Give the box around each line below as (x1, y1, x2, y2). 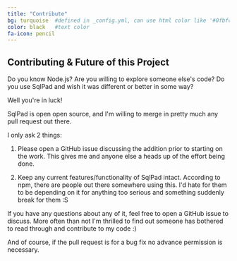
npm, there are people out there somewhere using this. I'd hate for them (17, 181, 227, 189)
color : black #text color (7, 23, 90, 30)
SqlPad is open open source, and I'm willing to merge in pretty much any (7, 110, 219, 119)
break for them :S (17, 195, 68, 205)
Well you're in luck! (7, 96, 63, 104)
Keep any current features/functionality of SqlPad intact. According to (17, 174, 221, 182)
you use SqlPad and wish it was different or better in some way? (7, 83, 194, 91)
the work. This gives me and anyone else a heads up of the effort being (17, 152, 226, 161)
